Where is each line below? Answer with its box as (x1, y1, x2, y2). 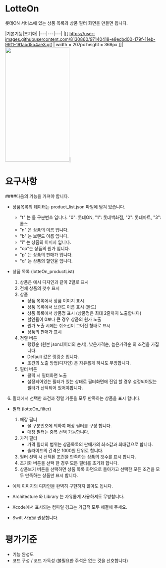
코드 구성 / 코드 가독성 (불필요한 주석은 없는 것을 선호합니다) (12, 558, 128, 564)
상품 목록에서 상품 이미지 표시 (27, 297, 84, 303)
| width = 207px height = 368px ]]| (53, 41, 123, 47)
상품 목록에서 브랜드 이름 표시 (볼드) (27, 304, 97, 310)
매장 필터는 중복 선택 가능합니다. (27, 429, 90, 435)
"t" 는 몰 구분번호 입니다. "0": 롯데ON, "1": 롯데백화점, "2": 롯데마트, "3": (19, 214, 162, 220)
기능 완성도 (12, 551, 34, 557)
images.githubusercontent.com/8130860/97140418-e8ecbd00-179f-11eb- (5, 36, 156, 42)
